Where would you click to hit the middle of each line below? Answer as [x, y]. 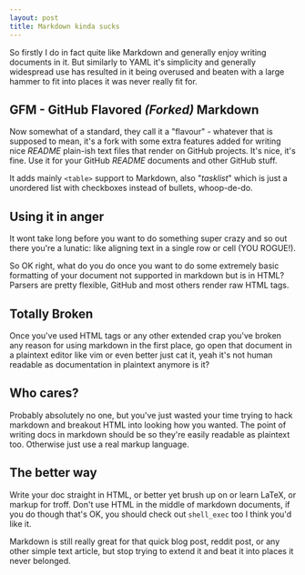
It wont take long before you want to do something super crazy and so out [148, 238]
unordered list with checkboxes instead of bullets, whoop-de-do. [131, 188]
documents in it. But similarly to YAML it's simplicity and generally [133, 62]
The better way [53, 473]
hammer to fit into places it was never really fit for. [103, 81]
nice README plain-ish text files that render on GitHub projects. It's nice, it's [152, 151]
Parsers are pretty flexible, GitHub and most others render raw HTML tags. [149, 285]
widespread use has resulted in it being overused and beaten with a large [147, 71]
